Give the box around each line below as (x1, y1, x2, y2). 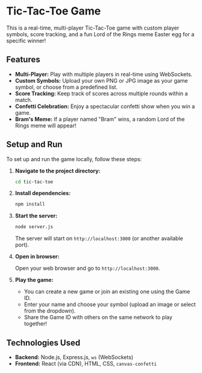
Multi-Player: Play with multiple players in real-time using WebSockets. (14, 71, 193, 78)
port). (14, 241, 29, 249)
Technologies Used (6, 337, 80, 348)
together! (24, 320, 47, 327)
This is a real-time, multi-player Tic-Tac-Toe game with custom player (6, 24, 180, 31)
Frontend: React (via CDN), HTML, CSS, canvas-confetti (14, 360, 157, 367)
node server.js (14, 224, 54, 230)
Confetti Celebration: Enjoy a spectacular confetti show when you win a (14, 103, 195, 110)
